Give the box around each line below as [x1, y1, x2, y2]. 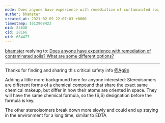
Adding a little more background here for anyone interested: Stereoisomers [5, 76, 157, 82]
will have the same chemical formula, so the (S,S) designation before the [5, 92, 152, 98]
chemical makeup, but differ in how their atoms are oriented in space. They [5, 87, 157, 93]
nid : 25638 [5, 25, 27, 30]
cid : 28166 [5, 30, 27, 35]
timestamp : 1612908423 [5, 21, 52, 26]
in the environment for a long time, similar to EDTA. [5, 112, 108, 118]
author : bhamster [5, 12, 41, 17]
